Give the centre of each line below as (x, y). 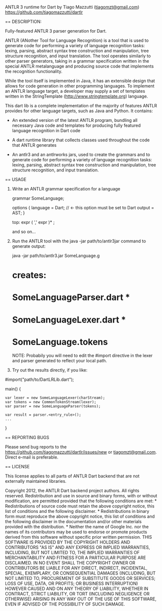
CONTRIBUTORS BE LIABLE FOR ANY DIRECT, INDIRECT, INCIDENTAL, (76, 568)
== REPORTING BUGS (27, 437)
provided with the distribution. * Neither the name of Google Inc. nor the (77, 526)
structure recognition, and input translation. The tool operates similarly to (78, 56)
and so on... (24, 232)
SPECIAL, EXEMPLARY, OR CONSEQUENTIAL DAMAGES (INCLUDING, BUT (81, 573)
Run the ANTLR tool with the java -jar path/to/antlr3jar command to (79, 241)
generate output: (29, 246)
